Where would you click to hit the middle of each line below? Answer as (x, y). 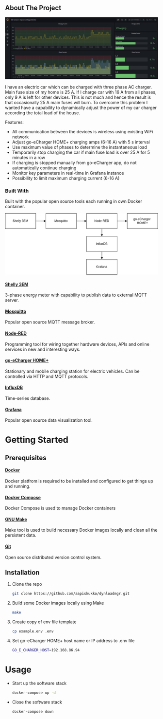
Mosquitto (16, 311)
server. (12, 300)
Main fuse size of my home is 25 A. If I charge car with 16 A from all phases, (81, 92)
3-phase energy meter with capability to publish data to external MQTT (76, 295)
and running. (18, 486)
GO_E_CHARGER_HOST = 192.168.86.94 (46, 650)
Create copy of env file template (44, 622)
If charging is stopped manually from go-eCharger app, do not (74, 162)
